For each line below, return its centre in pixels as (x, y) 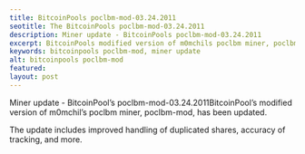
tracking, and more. (46, 139)
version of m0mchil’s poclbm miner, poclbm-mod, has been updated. (138, 112)
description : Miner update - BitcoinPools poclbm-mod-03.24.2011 (135, 34)
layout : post (34, 77)
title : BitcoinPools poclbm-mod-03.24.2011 (93, 18)
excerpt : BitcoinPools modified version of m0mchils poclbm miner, (140, 43)
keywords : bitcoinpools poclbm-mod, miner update (105, 52)
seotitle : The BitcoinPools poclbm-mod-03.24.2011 (107, 26)
